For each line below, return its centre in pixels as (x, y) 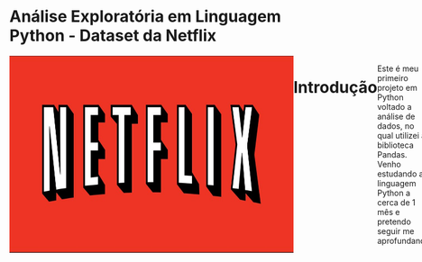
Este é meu (398, 68)
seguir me (396, 230)
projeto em (397, 87)
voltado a (394, 106)
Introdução (335, 88)
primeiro (393, 77)
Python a (394, 193)
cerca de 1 (397, 202)
